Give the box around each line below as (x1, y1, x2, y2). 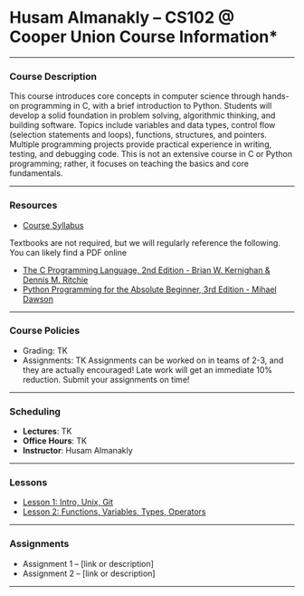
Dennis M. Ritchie (22, 274, 89, 285)
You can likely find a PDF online (9, 247, 128, 258)
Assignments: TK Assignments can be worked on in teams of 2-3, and (22, 355, 284, 366)
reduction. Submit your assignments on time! (22, 374, 190, 385)
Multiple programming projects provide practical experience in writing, (9, 139, 272, 150)
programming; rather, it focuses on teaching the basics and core (9, 158, 249, 170)
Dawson (22, 293, 54, 304)
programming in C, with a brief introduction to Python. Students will (21, 101, 272, 112)
